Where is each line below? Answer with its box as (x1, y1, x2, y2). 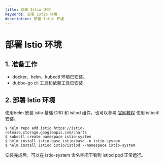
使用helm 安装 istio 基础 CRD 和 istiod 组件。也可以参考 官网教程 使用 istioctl (5, 110, 160, 116)
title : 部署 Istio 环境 (5, 7, 51, 12)
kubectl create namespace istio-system (9, 135, 92, 139)
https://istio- (53, 126, 85, 131)
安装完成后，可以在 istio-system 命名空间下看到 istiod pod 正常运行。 (5, 152, 146, 158)
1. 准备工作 (5, 60, 38, 68)
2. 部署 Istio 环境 (5, 96, 56, 104)
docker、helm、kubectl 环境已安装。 (12, 74, 88, 80)
